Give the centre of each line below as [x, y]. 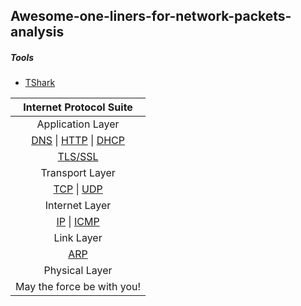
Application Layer [78, 124]
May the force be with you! [78, 287]
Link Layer [78, 238]
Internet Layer [78, 206]
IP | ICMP [78, 222]
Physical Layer [78, 271]
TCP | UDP [78, 189]
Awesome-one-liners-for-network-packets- [151, 16]
